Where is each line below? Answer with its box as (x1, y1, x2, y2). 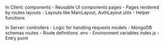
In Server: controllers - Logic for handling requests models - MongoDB (5, 24, 152, 30)
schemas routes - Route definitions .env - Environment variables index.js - (5, 30, 160, 35)
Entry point (5, 35, 28, 41)
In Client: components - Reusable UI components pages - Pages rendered (5, 4, 159, 10)
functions (5, 15, 25, 20)
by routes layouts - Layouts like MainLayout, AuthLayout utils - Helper (5, 9, 150, 15)
